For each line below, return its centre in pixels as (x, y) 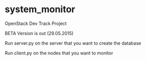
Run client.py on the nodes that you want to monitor (59, 53)
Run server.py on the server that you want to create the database (73, 43)
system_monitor (40, 9)
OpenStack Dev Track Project (36, 23)
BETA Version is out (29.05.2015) (39, 33)
